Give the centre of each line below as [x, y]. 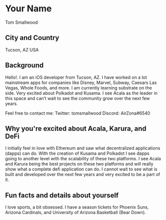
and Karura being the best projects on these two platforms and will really [79, 164]
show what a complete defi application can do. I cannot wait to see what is [81, 169]
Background [24, 66]
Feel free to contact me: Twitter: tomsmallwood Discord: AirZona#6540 [78, 113]
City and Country [32, 38]
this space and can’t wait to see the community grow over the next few [78, 98]
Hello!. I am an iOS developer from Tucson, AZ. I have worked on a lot [76, 77]
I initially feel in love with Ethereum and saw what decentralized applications [83, 148]
